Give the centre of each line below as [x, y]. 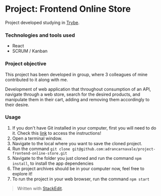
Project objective [26, 64]
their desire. [17, 105]
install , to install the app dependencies [53, 163]
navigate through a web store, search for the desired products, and [73, 94]
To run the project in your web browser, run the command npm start [81, 179]
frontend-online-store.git [40, 153]
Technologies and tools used [40, 35]
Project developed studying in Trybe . [42, 22]
